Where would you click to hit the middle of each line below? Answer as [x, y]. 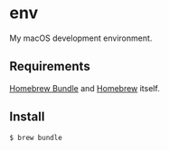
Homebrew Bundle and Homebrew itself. [84, 88]
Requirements [50, 66]
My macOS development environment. [81, 38]
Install [27, 117]
